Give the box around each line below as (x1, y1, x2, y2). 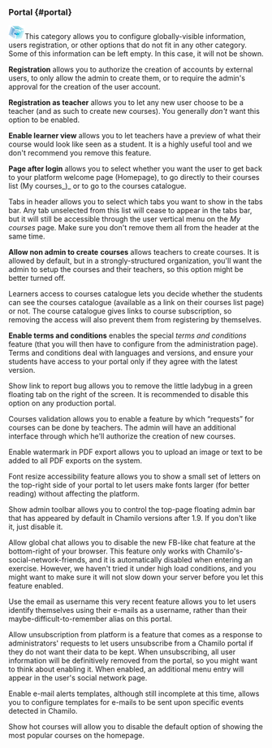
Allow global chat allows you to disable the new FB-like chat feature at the (8, 538, 256, 548)
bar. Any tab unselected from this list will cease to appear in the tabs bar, (8, 206, 253, 216)
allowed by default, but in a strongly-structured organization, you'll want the (8, 256, 262, 266)
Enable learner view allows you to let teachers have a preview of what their (8, 131, 261, 141)
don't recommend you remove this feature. (8, 148, 152, 158)
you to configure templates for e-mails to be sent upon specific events (8, 698, 244, 707)
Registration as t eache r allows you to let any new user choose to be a (8, 98, 244, 107)
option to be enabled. (8, 115, 80, 125)
